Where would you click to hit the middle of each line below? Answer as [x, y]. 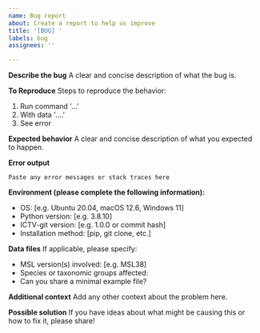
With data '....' [42, 115]
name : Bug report [37, 16]
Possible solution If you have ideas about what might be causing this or [127, 312]
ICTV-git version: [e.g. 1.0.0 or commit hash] [93, 225]
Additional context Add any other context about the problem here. [118, 297]
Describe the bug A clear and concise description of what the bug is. [122, 75]
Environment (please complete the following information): [107, 192]
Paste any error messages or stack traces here [89, 178]
